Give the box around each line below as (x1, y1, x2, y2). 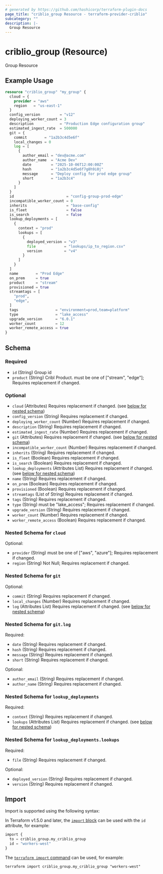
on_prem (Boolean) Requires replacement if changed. (12, 481, 118, 487)
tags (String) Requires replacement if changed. (12, 497, 107, 502)
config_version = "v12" (9, 112, 76, 117)
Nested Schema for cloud (5, 529, 66, 536)
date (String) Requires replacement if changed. (12, 642, 107, 647)
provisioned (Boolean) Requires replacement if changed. (12, 486, 126, 492)
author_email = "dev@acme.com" (22, 153, 86, 158)
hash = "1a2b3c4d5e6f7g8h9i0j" (22, 166, 104, 171)
